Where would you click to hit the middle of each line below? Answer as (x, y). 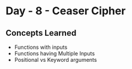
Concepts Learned (41, 33)
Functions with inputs (41, 47)
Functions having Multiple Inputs (55, 54)
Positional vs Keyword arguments (55, 60)
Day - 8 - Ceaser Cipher (66, 11)
